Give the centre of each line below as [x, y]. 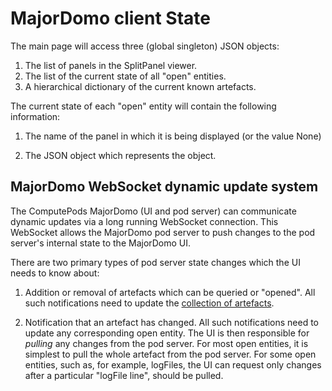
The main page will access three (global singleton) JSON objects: [145, 46]
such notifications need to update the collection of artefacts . [149, 303]
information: [35, 116]
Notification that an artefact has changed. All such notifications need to [171, 322]
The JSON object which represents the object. [120, 155]
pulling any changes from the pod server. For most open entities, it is [166, 343]
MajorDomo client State [110, 18]
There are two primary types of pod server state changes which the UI [155, 262]
